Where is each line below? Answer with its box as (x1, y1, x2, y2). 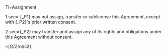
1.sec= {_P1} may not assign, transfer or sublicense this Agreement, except (5, 14, 160, 19)
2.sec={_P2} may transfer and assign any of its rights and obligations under (5, 29, 162, 34)
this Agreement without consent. (5, 34, 73, 40)
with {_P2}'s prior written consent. (5, 19, 76, 25)
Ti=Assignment (5, 4, 37, 10)
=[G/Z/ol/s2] (5, 44, 31, 49)
